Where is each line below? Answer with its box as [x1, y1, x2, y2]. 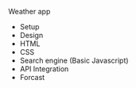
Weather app [8, 7, 51, 16]
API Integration [19, 64, 69, 74]
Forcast [19, 73, 45, 82]
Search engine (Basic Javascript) [19, 55, 129, 65]
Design [19, 31, 44, 40]
